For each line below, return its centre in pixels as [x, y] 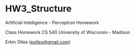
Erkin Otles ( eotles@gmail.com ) [38, 42]
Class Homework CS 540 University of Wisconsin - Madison [68, 32]
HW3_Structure [39, 9]
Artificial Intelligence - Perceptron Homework [52, 22]
